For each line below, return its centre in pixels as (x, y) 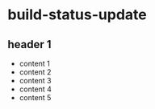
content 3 (35, 81)
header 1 (29, 44)
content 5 (35, 97)
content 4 (35, 89)
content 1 (34, 63)
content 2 (35, 72)
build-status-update (77, 15)
